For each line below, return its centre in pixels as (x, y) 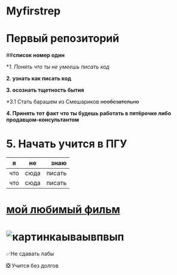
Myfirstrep (33, 11)
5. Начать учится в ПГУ (67, 144)
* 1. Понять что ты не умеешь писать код (58, 67)
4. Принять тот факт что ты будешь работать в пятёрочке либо (89, 113)
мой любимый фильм (63, 210)
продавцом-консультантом (43, 120)
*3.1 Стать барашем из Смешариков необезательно (73, 102)
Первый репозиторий (63, 39)
